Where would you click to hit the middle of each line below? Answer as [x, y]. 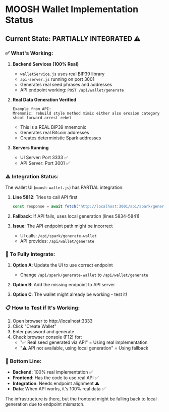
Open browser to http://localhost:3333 [52, 321]
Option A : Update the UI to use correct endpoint [63, 265]
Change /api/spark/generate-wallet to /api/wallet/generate [84, 275]
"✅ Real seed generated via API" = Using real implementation [84, 342]
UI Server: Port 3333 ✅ [44, 157]
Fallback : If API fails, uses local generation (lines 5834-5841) [76, 216]
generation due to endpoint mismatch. [45, 404]
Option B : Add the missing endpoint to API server [64, 285]
